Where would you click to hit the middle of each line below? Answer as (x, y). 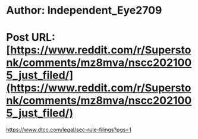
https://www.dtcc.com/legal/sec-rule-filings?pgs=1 (69, 130)
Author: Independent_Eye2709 (84, 10)
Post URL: (31, 38)
